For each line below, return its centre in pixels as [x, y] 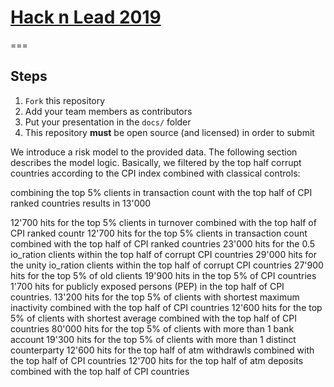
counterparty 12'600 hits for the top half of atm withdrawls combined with [162, 350]
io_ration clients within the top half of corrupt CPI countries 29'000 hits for [164, 254]
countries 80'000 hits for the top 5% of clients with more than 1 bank [152, 328]
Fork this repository [65, 100]
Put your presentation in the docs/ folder [108, 122]
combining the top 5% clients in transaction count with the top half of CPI [161, 192]
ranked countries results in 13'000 [81, 203]
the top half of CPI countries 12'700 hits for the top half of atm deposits [157, 360]
